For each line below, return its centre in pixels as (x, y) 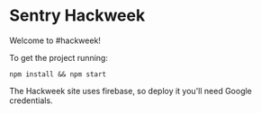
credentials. (31, 100)
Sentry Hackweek (77, 16)
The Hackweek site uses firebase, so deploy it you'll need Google (130, 91)
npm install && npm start (58, 74)
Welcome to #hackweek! (55, 40)
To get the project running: (58, 57)
